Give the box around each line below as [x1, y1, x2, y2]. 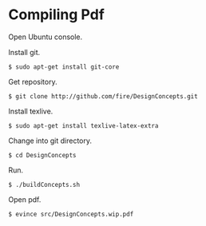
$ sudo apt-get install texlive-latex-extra [8, 121, 159, 129]
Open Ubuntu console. [8, 32, 83, 42]
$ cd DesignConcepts [8, 151, 77, 159]
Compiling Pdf [8, 6, 105, 24]
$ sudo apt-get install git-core [8, 62, 120, 71]
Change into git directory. [8, 136, 93, 145]
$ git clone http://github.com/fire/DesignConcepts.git [8, 92, 198, 101]
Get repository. [8, 77, 57, 86]
